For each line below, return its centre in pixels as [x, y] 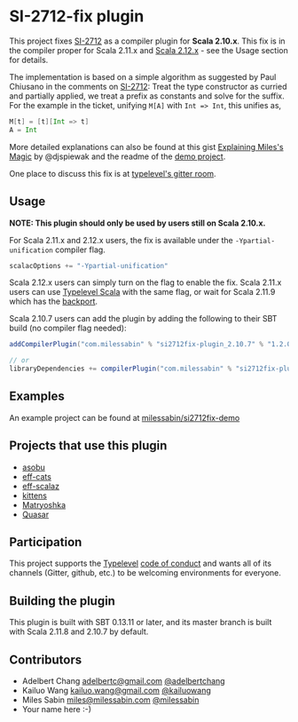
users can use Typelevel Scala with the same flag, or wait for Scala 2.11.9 [142, 292]
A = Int [24, 130]
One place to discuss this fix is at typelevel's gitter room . [113, 173]
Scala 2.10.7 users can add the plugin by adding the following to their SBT [143, 319]
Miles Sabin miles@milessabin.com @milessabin [110, 700]
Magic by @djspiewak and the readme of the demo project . [118, 156]
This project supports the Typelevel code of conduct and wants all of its [141, 563]
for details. [29, 60]
